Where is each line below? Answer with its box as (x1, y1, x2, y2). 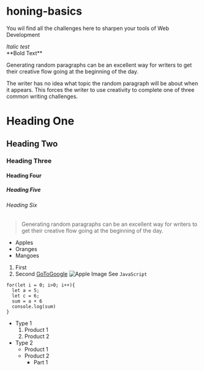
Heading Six (6, 201, 37, 209)
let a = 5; (12, 287, 40, 293)
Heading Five (6, 185, 41, 193)
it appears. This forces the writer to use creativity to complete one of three (6, 86, 195, 93)
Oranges (15, 245, 38, 252)
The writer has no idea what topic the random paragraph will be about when (6, 80, 198, 87)
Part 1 (33, 358, 48, 365)
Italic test (6, 43, 30, 50)
